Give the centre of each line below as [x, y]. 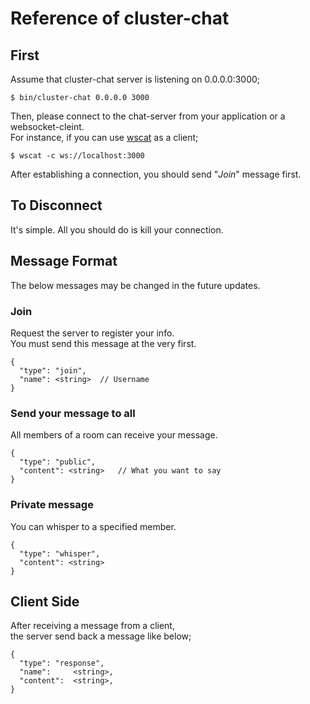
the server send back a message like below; [101, 636]
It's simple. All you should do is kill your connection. [117, 229]
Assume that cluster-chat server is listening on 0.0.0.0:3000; [135, 79]
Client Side [45, 601]
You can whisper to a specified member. [93, 526]
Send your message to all [73, 413]
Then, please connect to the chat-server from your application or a [148, 116]
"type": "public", [58, 462]
